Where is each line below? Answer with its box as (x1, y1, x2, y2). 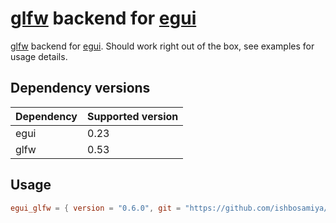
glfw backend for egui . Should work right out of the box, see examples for (10, 40, 315, 52)
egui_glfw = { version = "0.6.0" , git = (10, 203, 182, 213)
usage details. (10, 50, 68, 62)
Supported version (87, 109, 179, 123)
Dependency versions (10, 80, 151, 97)
